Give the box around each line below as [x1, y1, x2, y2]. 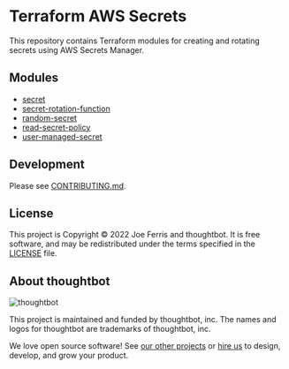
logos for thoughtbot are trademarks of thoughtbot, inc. [9, 324, 211, 335]
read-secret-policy [21, 122, 91, 132]
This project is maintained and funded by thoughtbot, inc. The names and [9, 314, 277, 325]
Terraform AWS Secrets [9, 6, 187, 26]
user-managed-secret [21, 131, 103, 142]
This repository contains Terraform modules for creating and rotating [9, 35, 260, 46]
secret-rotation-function [21, 103, 110, 114]
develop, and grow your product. [9, 350, 129, 361]
